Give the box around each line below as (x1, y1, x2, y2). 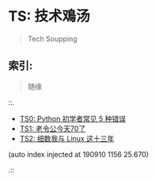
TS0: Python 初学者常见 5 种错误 (19, 114, 127, 123)
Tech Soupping (27, 33, 78, 44)
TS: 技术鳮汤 (8, 7, 90, 25)
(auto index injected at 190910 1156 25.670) (8, 149, 149, 159)
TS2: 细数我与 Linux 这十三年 (19, 133, 115, 143)
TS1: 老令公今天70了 (19, 124, 86, 133)
